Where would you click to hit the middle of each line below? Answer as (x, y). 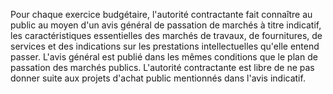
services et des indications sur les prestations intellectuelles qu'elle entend (165, 46)
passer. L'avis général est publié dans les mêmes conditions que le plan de (164, 57)
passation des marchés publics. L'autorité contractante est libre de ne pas (162, 67)
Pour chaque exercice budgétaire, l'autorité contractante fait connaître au (161, 14)
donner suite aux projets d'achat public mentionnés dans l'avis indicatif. (158, 78)
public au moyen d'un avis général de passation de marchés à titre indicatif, (166, 25)
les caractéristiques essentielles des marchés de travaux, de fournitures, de (166, 35)
